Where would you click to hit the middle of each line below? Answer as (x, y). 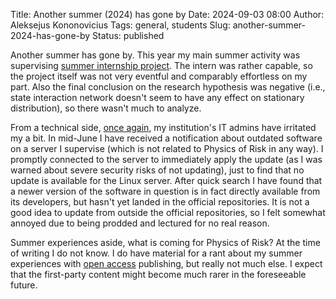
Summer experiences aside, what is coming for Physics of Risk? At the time (165, 242)
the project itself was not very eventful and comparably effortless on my (159, 76)
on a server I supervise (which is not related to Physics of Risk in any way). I (167, 148)
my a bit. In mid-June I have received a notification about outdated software (166, 138)
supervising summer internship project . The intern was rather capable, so (161, 65)
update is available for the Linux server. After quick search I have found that (166, 180)
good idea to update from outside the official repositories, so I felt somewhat (168, 212)
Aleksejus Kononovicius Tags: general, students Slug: (120, 25)
